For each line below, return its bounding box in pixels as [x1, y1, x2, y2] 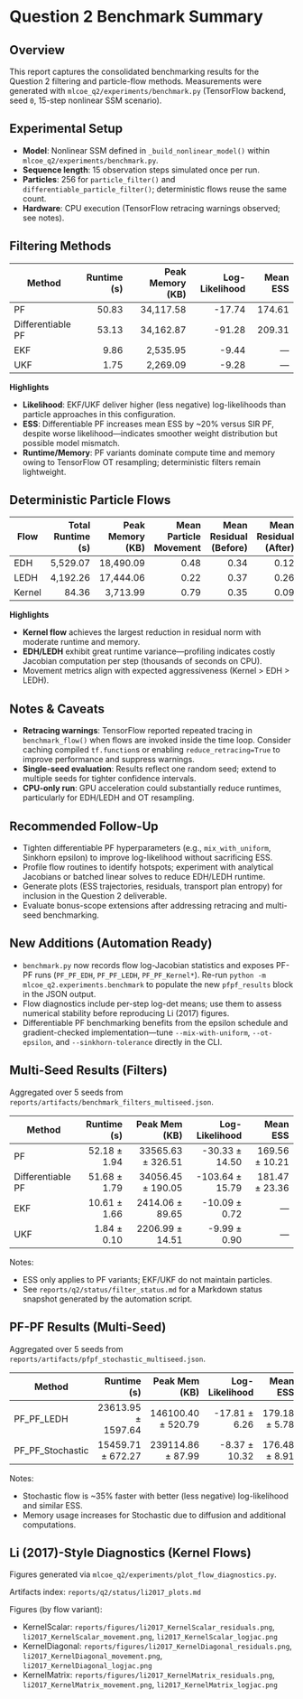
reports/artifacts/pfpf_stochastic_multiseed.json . [9, 1353, 206, 1364]
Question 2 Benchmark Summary [9, 6, 263, 27]
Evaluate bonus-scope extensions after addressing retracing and [22, 901, 264, 911]
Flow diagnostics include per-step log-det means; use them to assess [22, 998, 282, 1009]
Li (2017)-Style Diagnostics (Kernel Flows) [9, 1545, 252, 1560]
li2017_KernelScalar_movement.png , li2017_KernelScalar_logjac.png [22, 1631, 278, 1642]
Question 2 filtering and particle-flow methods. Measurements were [9, 76, 262, 87]
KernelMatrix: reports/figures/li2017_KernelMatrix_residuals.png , [22, 1669, 275, 1681]
